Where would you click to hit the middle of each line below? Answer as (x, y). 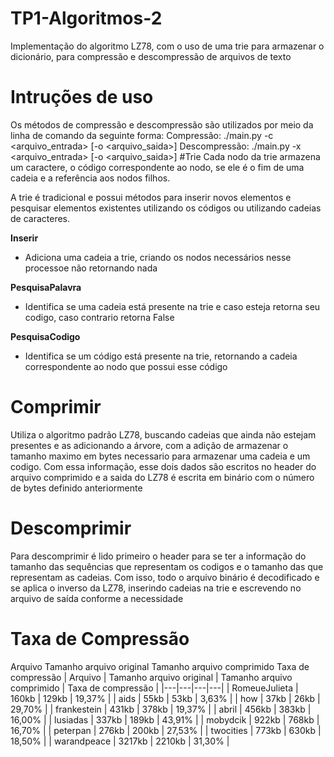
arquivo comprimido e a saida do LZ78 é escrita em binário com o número (162, 477)
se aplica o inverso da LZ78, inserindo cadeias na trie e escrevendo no (156, 588)
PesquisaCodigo (45, 336)
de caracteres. (40, 218)
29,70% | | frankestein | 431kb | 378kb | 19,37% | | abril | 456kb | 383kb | (161, 709)
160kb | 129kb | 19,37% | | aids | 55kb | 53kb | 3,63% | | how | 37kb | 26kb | (165, 698)
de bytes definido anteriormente (76, 488)
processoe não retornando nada (91, 268)
